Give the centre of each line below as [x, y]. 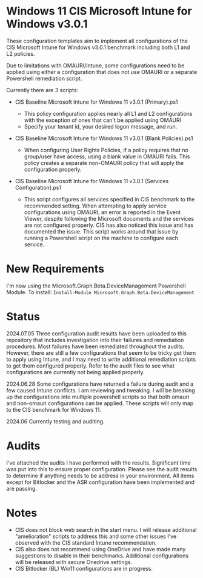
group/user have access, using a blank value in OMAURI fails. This [107, 156]
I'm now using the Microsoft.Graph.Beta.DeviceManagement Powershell [96, 286]
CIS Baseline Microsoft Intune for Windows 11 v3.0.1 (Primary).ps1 [96, 102]
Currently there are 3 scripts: [42, 90]
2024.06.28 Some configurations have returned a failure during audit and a [100, 384]
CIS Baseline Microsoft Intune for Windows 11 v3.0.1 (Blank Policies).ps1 [104, 138]
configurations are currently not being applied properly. [75, 372]
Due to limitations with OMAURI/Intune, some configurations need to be [95, 66]
